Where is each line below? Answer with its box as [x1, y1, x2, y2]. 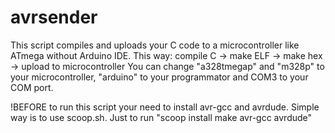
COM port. [10, 81, 54, 93]
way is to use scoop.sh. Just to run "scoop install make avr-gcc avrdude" [10, 111, 313, 123]
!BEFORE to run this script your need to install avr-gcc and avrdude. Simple [10, 101, 320, 113]
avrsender [10, 6, 98, 29]
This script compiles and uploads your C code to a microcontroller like [10, 39, 300, 51]
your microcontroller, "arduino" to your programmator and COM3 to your [10, 71, 309, 83]
